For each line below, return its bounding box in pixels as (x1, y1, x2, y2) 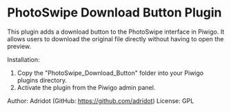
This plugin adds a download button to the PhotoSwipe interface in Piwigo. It (7, 27, 225, 36)
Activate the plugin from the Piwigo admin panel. (17, 83, 156, 91)
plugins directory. (17, 76, 68, 84)
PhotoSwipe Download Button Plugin (7, 5, 222, 21)
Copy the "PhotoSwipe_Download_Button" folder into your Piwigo (17, 69, 204, 77)
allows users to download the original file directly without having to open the (7, 34, 224, 43)
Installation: (7, 55, 40, 63)
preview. (7, 42, 32, 50)
